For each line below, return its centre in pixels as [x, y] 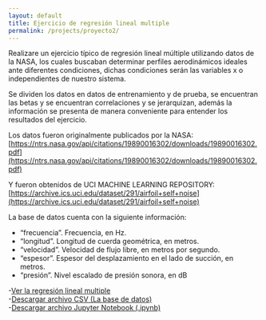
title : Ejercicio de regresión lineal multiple [89, 23]
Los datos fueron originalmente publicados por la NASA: [101, 135]
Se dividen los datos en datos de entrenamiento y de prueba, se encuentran [133, 94]
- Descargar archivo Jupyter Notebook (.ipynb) [85, 308]
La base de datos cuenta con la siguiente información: [97, 218]
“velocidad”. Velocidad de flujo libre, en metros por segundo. [120, 250]
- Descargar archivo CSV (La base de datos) [80, 299]
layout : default [35, 16]
